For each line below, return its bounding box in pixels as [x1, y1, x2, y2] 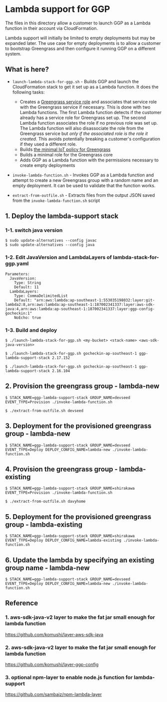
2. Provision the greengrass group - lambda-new [5, 382, 160, 391]
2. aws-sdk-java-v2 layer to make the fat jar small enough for [5, 644, 156, 651]
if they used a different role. [19, 141, 77, 147]
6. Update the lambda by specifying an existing [5, 556, 155, 564]
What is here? [5, 65, 49, 74]
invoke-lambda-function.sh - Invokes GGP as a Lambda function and [12, 172, 154, 178]
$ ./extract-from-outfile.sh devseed [5, 408, 84, 413]
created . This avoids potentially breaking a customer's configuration [19, 136, 161, 141]
